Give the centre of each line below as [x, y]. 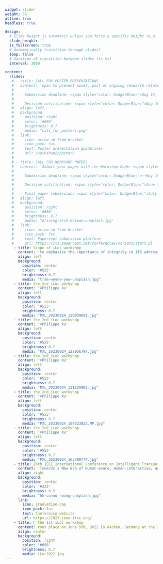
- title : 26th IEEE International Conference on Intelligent [77, 464]
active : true [18, 18]
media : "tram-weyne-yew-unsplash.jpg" [62, 279]
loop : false [22, 54]
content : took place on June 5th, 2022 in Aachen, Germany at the [86, 527]
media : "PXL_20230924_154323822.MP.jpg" [64, 423]
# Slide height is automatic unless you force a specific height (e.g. [83, 36]
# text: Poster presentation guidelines [57, 149]
